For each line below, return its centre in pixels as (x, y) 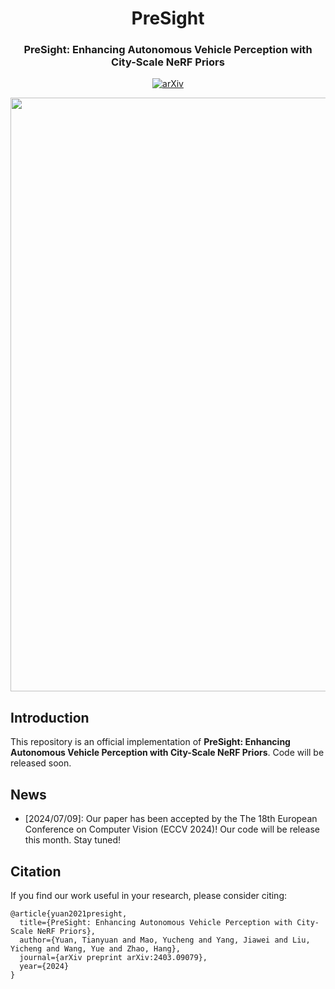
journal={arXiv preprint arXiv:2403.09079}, (113, 957)
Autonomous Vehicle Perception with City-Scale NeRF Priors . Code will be (167, 753)
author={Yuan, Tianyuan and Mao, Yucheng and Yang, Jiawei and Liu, (165, 940)
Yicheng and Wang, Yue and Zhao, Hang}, (96, 948)
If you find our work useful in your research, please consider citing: (149, 895)
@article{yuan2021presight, (69, 913)
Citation (36, 871)
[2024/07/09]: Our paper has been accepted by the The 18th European (171, 819)
